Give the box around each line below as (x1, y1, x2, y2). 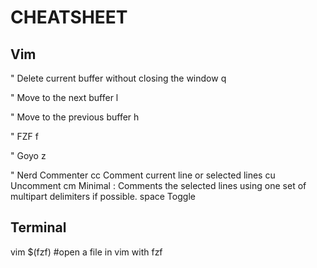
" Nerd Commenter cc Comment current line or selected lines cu (10, 169, 276, 181)
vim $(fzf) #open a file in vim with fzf (10, 246, 163, 258)
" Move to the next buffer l (10, 92, 119, 103)
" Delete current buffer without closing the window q (10, 72, 227, 84)
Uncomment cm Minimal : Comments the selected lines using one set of (10, 180, 307, 191)
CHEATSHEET (10, 6, 128, 29)
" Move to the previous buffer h (10, 111, 140, 123)
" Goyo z (10, 150, 47, 161)
